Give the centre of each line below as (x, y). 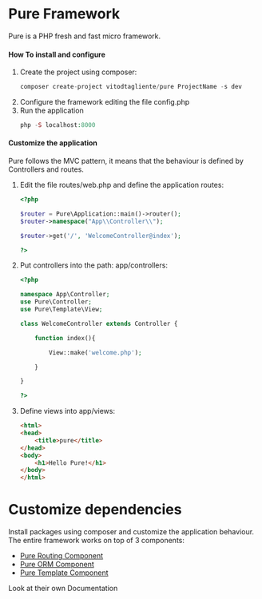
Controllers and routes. (46, 169)
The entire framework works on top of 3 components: (97, 541)
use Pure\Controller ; (56, 302)
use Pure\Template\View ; (61, 309)
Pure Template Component (64, 573)
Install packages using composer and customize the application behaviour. (131, 532)
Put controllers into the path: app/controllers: (93, 265)
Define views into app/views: (67, 411)
